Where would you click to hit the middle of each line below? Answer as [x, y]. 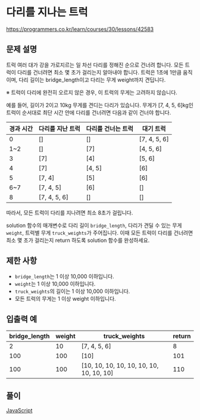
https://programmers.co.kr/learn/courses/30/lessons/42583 [80, 29]
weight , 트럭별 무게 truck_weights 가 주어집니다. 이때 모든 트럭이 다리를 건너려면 [100, 232]
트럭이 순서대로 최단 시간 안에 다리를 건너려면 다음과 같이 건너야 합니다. [89, 112]
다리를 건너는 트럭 [110, 129]
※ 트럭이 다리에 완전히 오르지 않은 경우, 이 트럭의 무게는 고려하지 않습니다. [92, 92]
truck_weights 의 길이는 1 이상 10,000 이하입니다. [72, 291]
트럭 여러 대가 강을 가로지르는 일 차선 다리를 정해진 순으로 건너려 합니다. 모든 [95, 65]
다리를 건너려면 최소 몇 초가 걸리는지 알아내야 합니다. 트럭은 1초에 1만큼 [99, 72]
